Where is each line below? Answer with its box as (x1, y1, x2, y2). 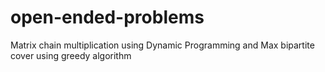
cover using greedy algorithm (10, 49, 132, 61)
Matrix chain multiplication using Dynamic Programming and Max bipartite (10, 39, 315, 51)
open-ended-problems (10, 6, 205, 29)
